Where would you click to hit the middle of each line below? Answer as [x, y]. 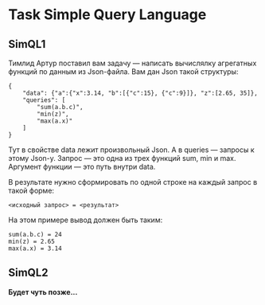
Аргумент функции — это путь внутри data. [82, 166]
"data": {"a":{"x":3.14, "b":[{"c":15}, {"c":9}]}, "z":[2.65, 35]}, [140, 93]
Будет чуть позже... [43, 291]
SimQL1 [27, 44]
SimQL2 [29, 273]
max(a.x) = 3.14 [35, 248]
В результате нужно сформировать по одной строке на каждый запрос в [133, 182]
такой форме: [31, 190]
